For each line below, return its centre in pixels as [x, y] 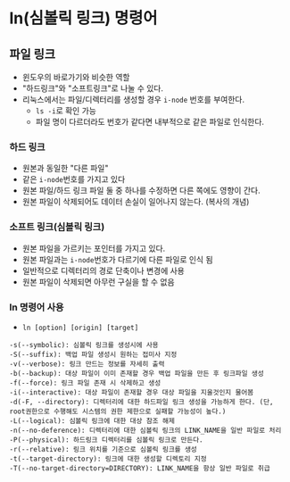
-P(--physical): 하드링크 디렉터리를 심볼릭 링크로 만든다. [106, 440]
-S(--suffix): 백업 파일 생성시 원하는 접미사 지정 [93, 354]
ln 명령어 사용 [37, 307]
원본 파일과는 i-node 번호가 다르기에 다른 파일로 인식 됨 [117, 259]
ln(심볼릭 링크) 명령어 [83, 18]
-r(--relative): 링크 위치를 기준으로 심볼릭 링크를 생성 [104, 449]
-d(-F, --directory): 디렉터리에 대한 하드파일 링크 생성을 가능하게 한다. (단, [141, 402]
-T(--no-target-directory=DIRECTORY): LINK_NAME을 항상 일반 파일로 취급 [140, 468]
